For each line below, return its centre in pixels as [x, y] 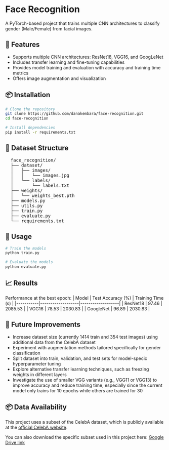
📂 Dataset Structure [37, 148]
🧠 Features [23, 45]
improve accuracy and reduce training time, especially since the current [88, 385]
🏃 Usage [18, 237]
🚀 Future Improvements [43, 325]
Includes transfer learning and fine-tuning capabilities [69, 62]
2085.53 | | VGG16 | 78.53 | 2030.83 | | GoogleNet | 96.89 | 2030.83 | [78, 309]
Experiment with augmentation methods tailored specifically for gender [87, 347]
